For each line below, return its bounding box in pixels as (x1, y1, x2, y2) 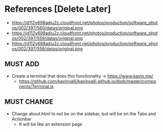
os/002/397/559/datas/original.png (11, 35, 83, 41)
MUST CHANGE (4, 98, 53, 106)
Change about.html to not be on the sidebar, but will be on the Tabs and (11, 110, 156, 116)
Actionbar (11, 116, 32, 122)
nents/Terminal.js (19, 83, 54, 89)
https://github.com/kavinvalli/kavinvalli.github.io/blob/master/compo (19, 78, 157, 84)
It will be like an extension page (19, 121, 82, 127)
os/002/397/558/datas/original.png (11, 46, 83, 52)
